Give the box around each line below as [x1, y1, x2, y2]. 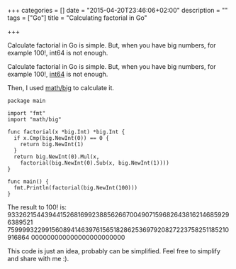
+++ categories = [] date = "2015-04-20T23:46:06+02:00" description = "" [7, 6, 228, 14]
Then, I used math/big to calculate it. [7, 84, 115, 92]
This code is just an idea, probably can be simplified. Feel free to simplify [7, 247, 221, 255]
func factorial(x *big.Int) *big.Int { [7, 128, 125, 136]
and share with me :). [7, 255, 69, 263]
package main [7, 97, 46, 104]
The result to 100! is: [7, 203, 67, 212]
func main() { [7, 178, 50, 185]
